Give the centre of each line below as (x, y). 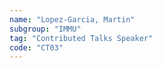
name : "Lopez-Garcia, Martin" (72, 19)
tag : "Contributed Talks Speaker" (81, 38)
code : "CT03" (36, 47)
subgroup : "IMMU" (45, 29)
